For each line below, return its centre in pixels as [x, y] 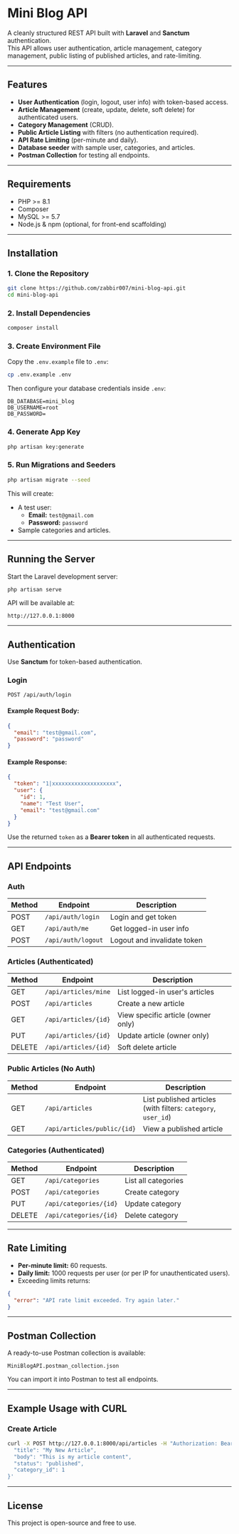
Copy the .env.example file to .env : [58, 362]
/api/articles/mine [78, 992]
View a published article [183, 1129]
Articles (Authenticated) [51, 961]
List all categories [154, 1180]
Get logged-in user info [150, 929]
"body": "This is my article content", [73, 1457]
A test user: [34, 507]
